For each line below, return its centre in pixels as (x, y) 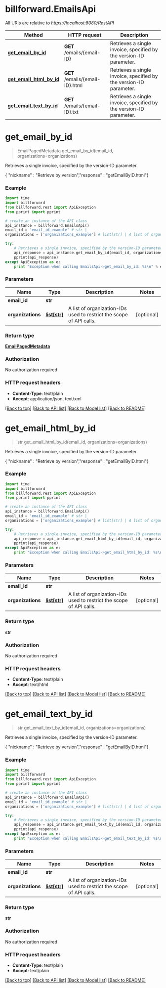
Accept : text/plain (31, 970)
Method (33, 35)
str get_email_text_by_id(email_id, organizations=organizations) (82, 728)
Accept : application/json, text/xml (47, 398)
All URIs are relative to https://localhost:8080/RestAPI (60, 23)
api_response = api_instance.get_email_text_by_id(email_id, (78, 825)
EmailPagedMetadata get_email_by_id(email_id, (65, 150)
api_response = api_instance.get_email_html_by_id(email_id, (78, 539)
